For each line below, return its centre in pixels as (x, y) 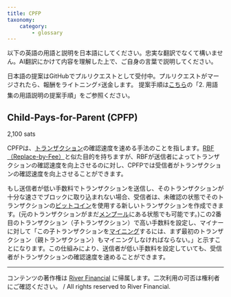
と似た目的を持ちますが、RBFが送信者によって (130, 157)
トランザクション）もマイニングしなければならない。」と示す (129, 240)
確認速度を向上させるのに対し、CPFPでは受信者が (108, 165)
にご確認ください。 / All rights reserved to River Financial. (89, 287)
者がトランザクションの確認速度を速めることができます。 (88, 257)
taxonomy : (21, 20)
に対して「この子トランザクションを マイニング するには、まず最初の (103, 231)
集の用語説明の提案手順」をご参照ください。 (70, 95)
